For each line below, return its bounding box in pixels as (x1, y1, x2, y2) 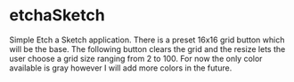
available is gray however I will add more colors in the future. (9, 63, 233, 73)
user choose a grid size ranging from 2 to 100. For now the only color (9, 53, 263, 63)
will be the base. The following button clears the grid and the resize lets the (9, 43, 286, 54)
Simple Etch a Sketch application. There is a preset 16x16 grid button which (9, 34, 285, 45)
